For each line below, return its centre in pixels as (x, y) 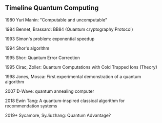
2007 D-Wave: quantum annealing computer (50, 91)
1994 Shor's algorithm (27, 48)
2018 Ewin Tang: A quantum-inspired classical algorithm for (65, 101)
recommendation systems (31, 106)
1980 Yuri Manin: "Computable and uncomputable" (56, 20)
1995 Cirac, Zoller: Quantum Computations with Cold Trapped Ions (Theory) (81, 67)
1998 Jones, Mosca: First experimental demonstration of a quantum (73, 76)
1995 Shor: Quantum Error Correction (42, 58)
